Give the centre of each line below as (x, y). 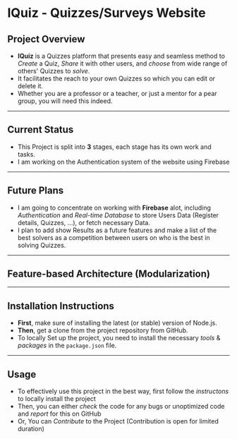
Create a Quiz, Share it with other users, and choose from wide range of (122, 64)
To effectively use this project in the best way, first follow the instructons (123, 391)
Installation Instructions (61, 306)
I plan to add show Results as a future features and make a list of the (117, 230)
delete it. (30, 86)
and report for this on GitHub (59, 414)
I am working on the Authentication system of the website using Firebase (123, 162)
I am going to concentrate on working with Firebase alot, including (114, 208)
